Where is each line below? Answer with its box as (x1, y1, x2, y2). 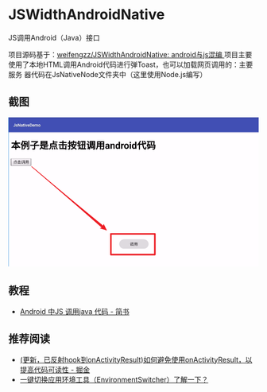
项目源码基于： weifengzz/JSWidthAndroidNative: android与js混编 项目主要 (8, 49, 253, 59)
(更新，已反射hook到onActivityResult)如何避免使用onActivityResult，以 (19, 355, 253, 364)
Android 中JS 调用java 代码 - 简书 (19, 306, 130, 316)
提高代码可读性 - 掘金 (19, 364, 91, 375)
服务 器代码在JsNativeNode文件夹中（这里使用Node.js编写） (8, 69, 207, 79)
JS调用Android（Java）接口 (8, 33, 101, 42)
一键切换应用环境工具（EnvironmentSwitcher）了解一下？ (19, 375, 209, 384)
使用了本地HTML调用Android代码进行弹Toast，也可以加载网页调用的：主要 (8, 60, 253, 69)
